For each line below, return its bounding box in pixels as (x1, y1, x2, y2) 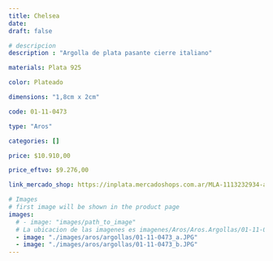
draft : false (8, 27, 53, 35)
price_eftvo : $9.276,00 (8, 166, 89, 174)
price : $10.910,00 (8, 152, 71, 160)
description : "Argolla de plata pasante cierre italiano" (8, 49, 213, 58)
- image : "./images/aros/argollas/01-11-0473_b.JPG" (15, 241, 198, 249)
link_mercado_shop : (8, 181, 75, 189)
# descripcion (8, 41, 57, 49)
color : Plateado (8, 79, 63, 87)
